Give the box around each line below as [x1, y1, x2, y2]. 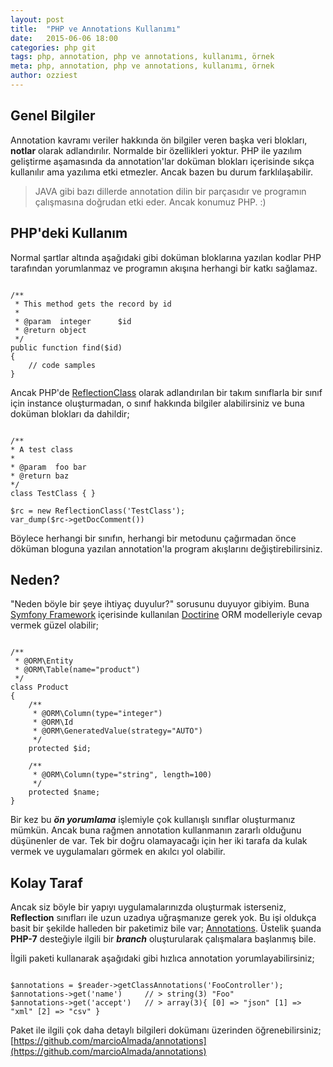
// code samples [28, 360, 97, 370]
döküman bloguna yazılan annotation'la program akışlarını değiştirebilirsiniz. [10, 542, 323, 555]
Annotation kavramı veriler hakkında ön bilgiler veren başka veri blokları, [10, 134, 308, 146]
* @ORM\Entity [14, 656, 74, 666]
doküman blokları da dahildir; [10, 407, 130, 420]
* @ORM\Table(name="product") [14, 665, 141, 675]
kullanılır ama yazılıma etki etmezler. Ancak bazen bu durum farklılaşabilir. [10, 166, 314, 178]
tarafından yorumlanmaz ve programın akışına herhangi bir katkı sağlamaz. [10, 262, 318, 274]
